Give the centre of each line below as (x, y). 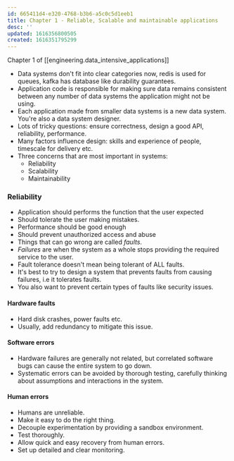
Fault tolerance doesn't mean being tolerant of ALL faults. (101, 264)
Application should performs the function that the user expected (110, 212)
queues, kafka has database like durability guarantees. (97, 81)
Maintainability (49, 179)
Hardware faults (31, 303)
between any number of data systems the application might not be (114, 97)
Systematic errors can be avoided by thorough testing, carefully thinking (122, 373)
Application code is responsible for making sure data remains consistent (122, 89)
